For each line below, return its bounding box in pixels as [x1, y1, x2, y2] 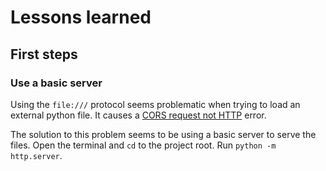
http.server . [10, 149, 63, 161]
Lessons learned [10, 6, 152, 29]
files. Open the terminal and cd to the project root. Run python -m [10, 139, 277, 151]
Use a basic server [10, 76, 103, 90]
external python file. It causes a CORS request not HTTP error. [10, 109, 267, 121]
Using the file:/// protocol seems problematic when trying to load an [10, 98, 301, 110]
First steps [10, 46, 78, 63]
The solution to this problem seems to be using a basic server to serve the [10, 128, 317, 140]
